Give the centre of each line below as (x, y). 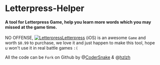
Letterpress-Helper (45, 8)
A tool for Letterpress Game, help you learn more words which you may (78, 22)
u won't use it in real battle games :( (42, 48)
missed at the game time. (31, 27)
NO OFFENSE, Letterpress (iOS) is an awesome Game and (76, 38)
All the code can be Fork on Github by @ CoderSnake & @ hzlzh (68, 57)
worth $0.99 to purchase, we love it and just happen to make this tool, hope (80, 43)
